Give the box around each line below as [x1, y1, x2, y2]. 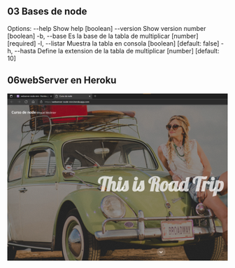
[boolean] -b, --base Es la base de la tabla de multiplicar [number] [7, 32, 199, 40]
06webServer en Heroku [7, 74, 117, 86]
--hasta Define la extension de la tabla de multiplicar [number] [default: [14, 46, 220, 55]
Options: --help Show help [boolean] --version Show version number [7, 24, 206, 32]
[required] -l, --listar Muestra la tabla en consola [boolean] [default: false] [7, 39, 220, 48]
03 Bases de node [7, 6, 87, 18]
